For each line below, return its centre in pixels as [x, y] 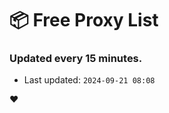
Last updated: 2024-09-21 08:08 [89, 80]
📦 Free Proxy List [84, 20]
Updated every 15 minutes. [76, 59]
